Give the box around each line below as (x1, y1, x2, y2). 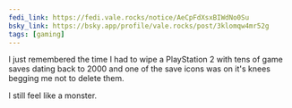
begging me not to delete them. (8, 73, 125, 84)
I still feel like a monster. (8, 90, 98, 101)
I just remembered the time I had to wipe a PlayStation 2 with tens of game (8, 54, 283, 65)
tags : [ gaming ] (8, 29, 65, 38)
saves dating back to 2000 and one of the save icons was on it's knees (8, 63, 271, 74)
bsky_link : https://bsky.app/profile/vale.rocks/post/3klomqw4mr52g (8, 21, 270, 30)
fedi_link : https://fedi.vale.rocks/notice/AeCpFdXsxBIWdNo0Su (8, 12, 250, 22)
